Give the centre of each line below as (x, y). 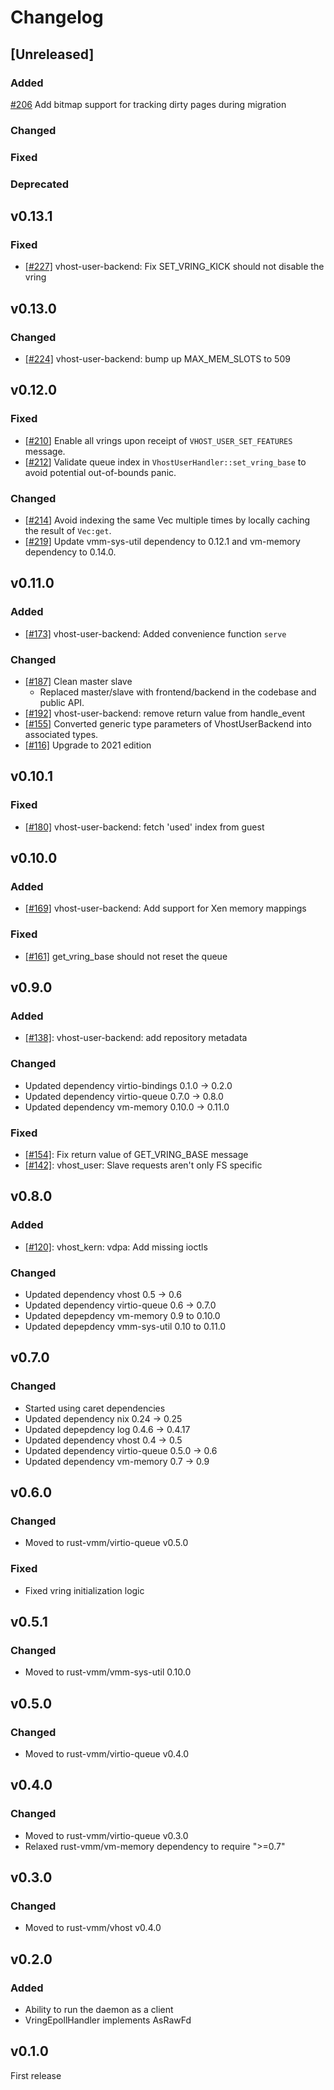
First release (36, 2075)
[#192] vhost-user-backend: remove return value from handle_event (165, 713)
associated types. (61, 734)
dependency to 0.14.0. (70, 552)
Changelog (57, 17)
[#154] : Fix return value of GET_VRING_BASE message (136, 1154)
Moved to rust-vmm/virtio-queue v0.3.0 (106, 1835)
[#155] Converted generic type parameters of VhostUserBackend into (168, 723)
